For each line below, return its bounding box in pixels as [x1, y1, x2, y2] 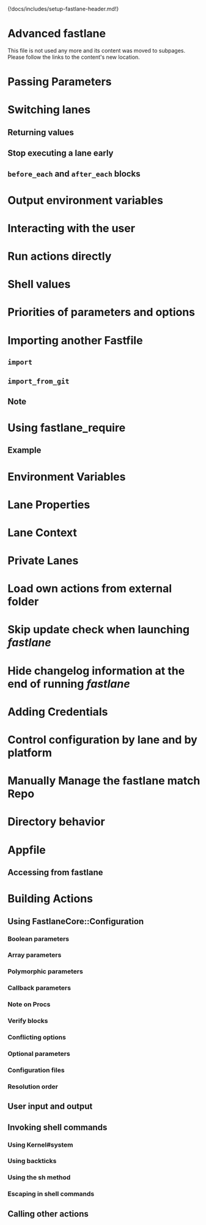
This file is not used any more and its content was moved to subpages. [7, 47, 186, 54]
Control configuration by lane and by [7, 733, 198, 747]
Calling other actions [7, 1208, 89, 1219]
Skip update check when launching [7, 623, 189, 636]
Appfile [7, 843, 46, 857]
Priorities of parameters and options [7, 306, 196, 319]
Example [7, 445, 42, 456]
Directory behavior [7, 815, 105, 829]
